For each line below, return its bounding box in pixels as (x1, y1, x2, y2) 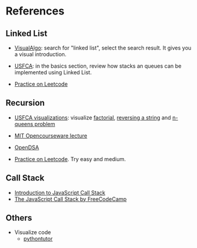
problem (34, 120, 55, 127)
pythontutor (23, 235, 53, 243)
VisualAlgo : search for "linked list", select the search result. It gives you (14, 44, 192, 51)
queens (14, 120, 34, 127)
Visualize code (14, 229, 51, 236)
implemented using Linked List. (14, 69, 92, 76)
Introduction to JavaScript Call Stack (14, 189, 106, 196)
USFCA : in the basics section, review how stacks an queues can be (14, 62, 182, 69)
